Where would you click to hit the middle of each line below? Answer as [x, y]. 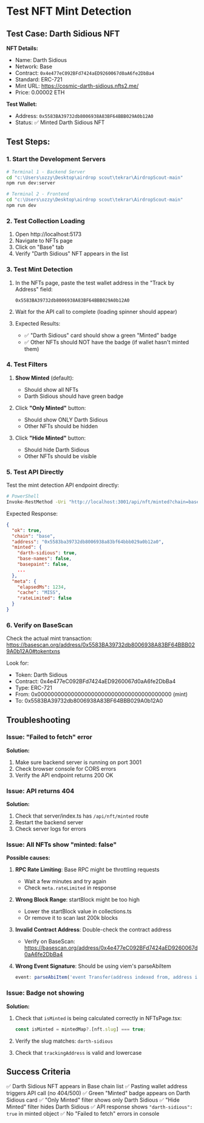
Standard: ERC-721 [39, 79]
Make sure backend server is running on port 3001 [78, 762]
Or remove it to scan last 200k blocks [71, 918]
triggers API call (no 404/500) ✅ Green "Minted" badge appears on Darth [98, 1093]
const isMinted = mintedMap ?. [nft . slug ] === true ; [80, 1029]
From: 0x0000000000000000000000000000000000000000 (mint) [101, 694]
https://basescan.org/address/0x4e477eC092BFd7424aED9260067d [111, 948]
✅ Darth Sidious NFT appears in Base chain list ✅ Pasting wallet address [97, 1086]
